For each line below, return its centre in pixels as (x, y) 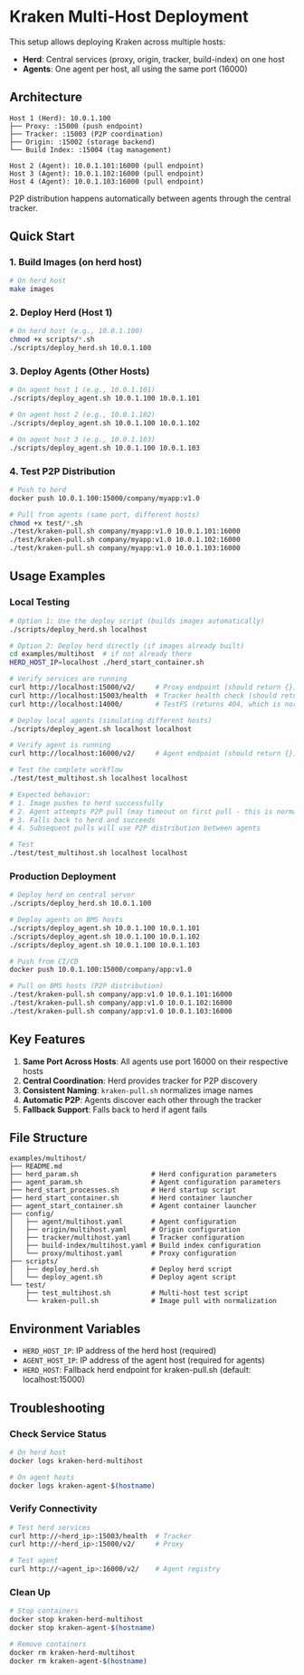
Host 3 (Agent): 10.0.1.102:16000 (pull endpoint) (107, 174)
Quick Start (42, 237)
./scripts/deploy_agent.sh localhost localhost (101, 729)
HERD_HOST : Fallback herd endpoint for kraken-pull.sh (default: (137, 1370)
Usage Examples (57, 576)
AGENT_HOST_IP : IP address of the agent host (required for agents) (143, 1360)
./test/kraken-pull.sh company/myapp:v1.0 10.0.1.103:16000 (125, 548)
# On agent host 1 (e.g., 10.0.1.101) (82, 390)
